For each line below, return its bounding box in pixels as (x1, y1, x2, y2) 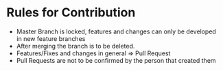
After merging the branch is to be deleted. (16, 42, 135, 50)
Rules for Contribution (6, 5, 136, 20)
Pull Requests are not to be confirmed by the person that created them (16, 56, 217, 64)
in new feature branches (16, 34, 86, 42)
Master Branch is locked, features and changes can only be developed (16, 27, 217, 35)
